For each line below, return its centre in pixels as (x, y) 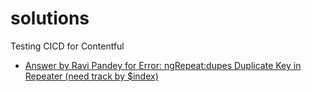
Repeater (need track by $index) (91, 76)
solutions (50, 18)
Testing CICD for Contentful (67, 46)
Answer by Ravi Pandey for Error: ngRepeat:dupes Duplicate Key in (163, 65)
